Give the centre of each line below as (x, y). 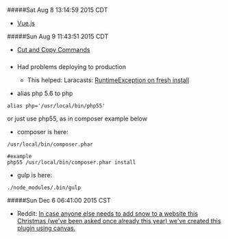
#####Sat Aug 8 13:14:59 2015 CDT (58, 10)
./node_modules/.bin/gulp (44, 188)
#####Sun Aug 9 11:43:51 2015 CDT (58, 36)
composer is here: (42, 132)
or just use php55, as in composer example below (77, 118)
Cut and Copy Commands (53, 50)
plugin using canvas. (46, 228)
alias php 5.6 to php (45, 93)
